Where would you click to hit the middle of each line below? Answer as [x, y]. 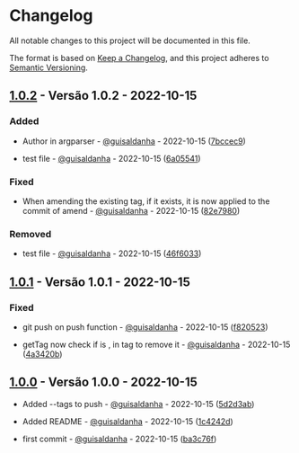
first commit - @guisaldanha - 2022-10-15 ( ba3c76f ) [119, 439]
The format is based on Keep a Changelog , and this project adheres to [139, 58]
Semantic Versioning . [48, 67]
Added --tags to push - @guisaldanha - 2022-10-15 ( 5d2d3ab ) [138, 404]
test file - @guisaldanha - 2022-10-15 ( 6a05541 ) [111, 158]
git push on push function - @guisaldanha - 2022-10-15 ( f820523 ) [145, 327]
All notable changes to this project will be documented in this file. [130, 40]
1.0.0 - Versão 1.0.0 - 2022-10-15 [103, 382]
